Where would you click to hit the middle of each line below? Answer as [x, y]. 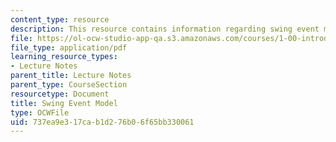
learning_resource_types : [64, 57]
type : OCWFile [40, 112]
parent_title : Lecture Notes [71, 76]
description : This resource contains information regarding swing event [165, 29]
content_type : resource [60, 19]
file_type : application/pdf [69, 47]
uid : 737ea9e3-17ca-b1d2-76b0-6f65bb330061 [102, 122]
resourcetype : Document [60, 94]
